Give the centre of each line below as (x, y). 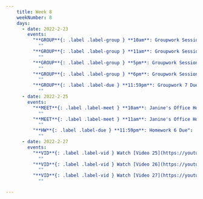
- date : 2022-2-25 (45, 96)
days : (24, 23)
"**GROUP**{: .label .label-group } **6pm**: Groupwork (105, 74)
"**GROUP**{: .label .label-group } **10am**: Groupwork (106, 40)
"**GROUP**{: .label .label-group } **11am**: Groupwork (106, 52)
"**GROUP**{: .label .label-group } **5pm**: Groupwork (105, 62)
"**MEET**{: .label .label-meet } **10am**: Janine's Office (111, 108)
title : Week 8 (34, 12)
